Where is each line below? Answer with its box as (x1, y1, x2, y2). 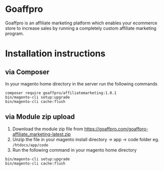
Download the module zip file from (12, 126, 83, 132)
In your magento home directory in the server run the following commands (5, 81, 158, 86)
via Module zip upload (5, 113, 75, 121)
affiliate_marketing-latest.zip (12, 131, 71, 137)
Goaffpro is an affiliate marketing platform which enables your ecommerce (5, 20, 158, 26)
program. (5, 30, 24, 36)
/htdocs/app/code (12, 143, 49, 148)
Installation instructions (5, 48, 106, 59)
